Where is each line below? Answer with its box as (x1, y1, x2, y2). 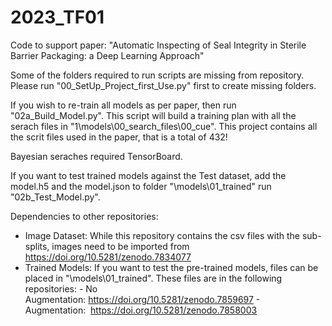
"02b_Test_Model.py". (10, 191, 101, 203)
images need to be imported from (51, 240, 190, 252)
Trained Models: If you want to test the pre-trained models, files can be (24, 261, 319, 273)
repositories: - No (24, 282, 98, 295)
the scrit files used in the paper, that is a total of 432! (10, 131, 228, 143)
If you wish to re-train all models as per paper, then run (10, 99, 237, 111)
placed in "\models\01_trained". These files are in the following (24, 272, 283, 284)
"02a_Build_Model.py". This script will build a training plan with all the (10, 109, 297, 121)
